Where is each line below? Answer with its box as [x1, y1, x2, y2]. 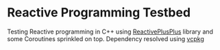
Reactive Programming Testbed [7, 5, 191, 21]
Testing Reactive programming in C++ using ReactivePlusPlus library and [7, 27, 214, 36]
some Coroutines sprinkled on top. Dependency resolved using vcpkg [7, 34, 204, 42]
